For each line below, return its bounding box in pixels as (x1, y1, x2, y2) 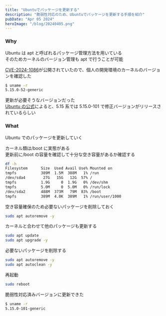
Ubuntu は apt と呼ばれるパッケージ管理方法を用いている (5, 49, 122, 55)
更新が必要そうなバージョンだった (5, 97, 75, 103)
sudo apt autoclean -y (5, 262, 52, 267)
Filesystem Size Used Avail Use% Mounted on (5, 166, 113, 171)
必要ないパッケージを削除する (5, 247, 66, 253)
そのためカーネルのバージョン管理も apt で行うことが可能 (5, 56, 124, 62)
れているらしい (5, 109, 36, 115)
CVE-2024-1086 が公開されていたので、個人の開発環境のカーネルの (5, 66, 144, 72)
